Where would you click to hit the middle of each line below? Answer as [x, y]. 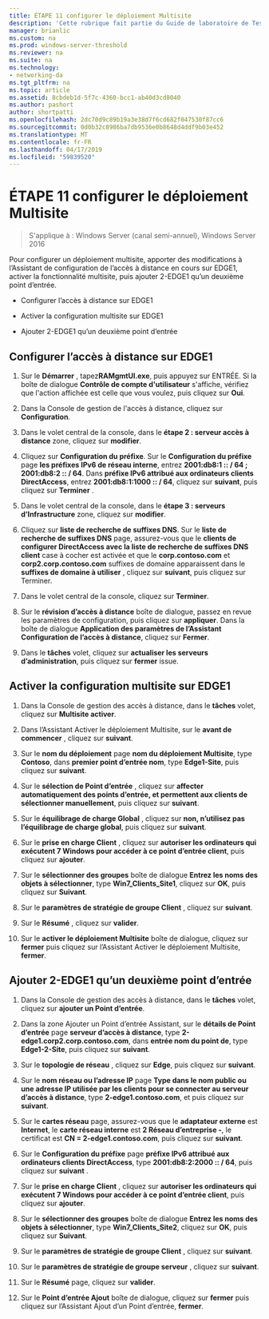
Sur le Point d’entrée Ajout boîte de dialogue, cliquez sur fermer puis [135, 1297]
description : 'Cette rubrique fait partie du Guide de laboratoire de [129, 23]
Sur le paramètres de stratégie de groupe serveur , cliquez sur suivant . [140, 1266]
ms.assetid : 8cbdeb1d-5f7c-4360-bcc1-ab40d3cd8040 [95, 98]
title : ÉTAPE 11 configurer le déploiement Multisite [101, 16]
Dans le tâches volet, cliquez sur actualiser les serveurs [114, 653]
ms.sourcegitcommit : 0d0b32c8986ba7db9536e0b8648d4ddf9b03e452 [117, 127]
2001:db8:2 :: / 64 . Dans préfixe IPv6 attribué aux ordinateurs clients [137, 473]
